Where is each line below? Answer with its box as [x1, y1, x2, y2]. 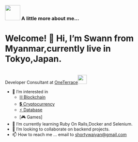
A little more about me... [21, 15, 79, 22]
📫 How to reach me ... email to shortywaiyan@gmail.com [12, 131, 127, 137]
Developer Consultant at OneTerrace [5, 79, 78, 85]
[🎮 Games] [19, 114, 43, 120]
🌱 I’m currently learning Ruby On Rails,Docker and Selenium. [12, 121, 133, 127]
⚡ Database [19, 107, 43, 113]
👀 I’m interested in [12, 88, 48, 94]
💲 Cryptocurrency [19, 101, 55, 107]
